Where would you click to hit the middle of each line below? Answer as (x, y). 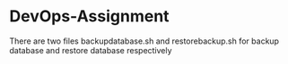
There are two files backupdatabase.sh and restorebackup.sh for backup (144, 41)
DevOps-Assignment (89, 16)
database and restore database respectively (91, 50)
